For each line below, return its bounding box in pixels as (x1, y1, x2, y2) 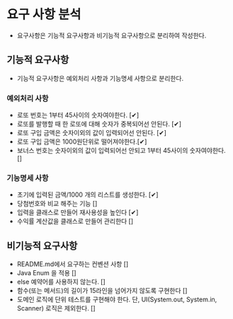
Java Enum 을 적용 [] (16, 269, 76, 277)
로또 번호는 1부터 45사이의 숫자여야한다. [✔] (16, 111, 140, 120)
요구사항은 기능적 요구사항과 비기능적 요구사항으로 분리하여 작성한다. (16, 31, 207, 40)
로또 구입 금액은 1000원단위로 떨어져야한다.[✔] (16, 137, 147, 146)
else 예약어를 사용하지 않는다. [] (16, 277, 106, 286)
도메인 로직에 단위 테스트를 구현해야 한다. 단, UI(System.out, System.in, (16, 295, 217, 304)
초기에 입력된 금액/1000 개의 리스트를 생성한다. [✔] (16, 190, 159, 199)
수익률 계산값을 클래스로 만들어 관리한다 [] (16, 217, 134, 226)
